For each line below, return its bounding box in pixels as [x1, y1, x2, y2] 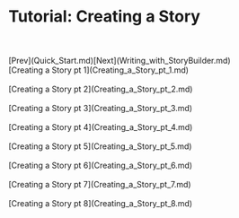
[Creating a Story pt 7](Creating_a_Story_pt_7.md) [8, 179, 191, 189]
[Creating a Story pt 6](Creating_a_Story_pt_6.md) [8, 160, 193, 170]
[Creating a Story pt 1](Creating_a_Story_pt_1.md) [8, 65, 190, 75]
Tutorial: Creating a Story [8, 6, 201, 27]
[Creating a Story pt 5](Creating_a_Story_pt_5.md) [8, 141, 192, 152]
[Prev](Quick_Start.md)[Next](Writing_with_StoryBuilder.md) [8, 55, 231, 65]
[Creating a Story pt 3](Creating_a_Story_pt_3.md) [8, 102, 193, 113]
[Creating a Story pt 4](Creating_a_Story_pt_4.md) [8, 121, 193, 132]
